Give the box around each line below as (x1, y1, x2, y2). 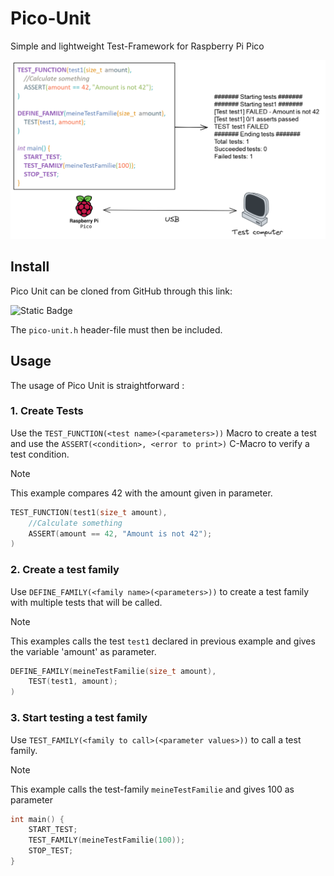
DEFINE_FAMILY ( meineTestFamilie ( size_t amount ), (10, 666, 217, 676)
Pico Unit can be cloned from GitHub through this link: (10, 285, 233, 297)
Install (10, 258, 50, 276)
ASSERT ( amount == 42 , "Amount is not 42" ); (28, 528, 213, 539)
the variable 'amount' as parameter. (10, 645, 157, 657)
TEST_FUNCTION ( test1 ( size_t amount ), (10, 507, 168, 517)
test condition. (10, 448, 70, 460)
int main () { (10, 814, 65, 824)
